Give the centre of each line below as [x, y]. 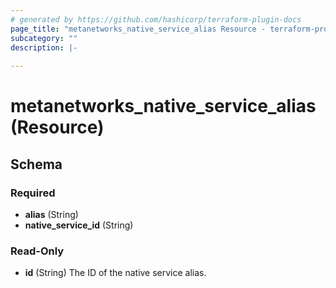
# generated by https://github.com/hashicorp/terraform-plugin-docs [156, 19]
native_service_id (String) [79, 225]
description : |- [44, 47]
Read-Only [37, 251]
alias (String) [51, 214]
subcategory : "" [44, 38]
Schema [36, 164]
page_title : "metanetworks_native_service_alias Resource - [138, 29]
